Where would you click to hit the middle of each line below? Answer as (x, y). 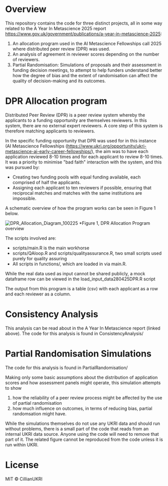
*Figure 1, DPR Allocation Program (115, 223)
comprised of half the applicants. (47, 182)
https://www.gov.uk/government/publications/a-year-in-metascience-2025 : (83, 34)
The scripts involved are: (31, 238)
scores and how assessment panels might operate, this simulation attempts (83, 383)
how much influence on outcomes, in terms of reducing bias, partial (82, 408)
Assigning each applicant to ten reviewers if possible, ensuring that (82, 188)
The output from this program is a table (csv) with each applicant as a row (81, 288)
